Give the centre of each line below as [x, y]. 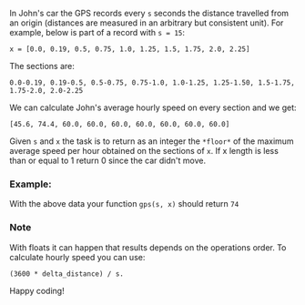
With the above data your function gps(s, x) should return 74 [124, 204]
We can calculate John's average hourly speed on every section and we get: [153, 107]
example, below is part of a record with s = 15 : [97, 32]
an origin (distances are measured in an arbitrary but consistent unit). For [147, 23]
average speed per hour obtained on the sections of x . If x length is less [144, 151]
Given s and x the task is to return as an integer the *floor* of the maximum [152, 141]
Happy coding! [37, 290]
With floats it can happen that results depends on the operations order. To [148, 247]
